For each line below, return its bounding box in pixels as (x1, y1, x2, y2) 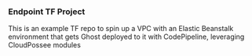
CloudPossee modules (8, 40, 81, 50)
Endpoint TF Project (8, 6, 86, 17)
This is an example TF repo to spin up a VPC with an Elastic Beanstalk (8, 24, 234, 33)
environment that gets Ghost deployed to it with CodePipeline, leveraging (8, 32, 245, 41)
